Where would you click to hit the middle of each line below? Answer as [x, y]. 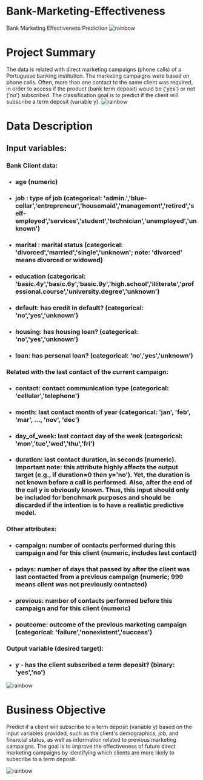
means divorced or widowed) [59, 260]
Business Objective [56, 710]
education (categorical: [50, 276]
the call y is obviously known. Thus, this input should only [102, 490]
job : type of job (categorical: [58, 198]
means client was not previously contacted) [81, 585]
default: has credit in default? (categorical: [79, 308]
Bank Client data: [32, 166]
